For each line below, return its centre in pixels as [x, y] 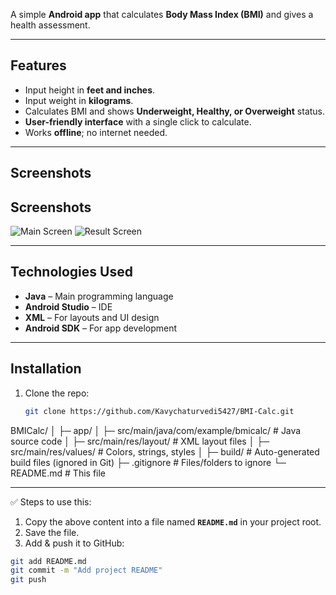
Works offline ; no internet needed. [96, 132]
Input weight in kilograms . [79, 100]
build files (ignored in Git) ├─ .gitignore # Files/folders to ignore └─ [148, 462]
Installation [46, 369]
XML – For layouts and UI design [92, 317]
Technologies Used [71, 272]
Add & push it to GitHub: [74, 543]
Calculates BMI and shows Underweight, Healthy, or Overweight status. [175, 111]
